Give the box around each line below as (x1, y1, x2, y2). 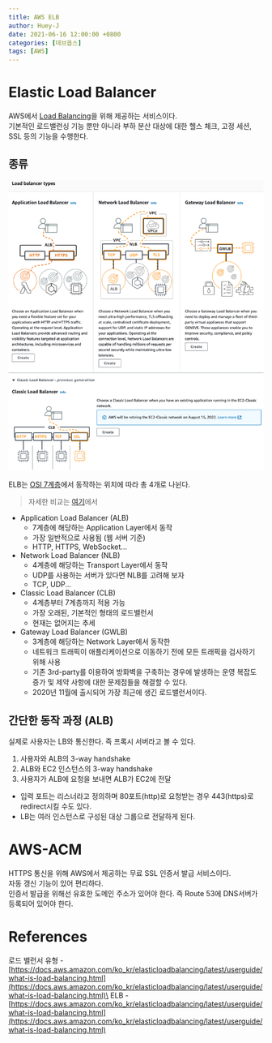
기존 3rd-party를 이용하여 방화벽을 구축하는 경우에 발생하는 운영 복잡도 (32, 667, 257, 677)
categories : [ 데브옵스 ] (8, 39, 83, 47)
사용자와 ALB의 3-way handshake (19, 754, 131, 764)
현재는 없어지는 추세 (32, 618, 96, 628)
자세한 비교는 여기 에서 (28, 497, 99, 507)
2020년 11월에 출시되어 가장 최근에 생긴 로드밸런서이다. (32, 688, 207, 697)
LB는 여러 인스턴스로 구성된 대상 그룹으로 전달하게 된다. (19, 812, 196, 822)
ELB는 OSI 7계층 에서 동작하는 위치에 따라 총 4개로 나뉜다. (8, 479, 191, 490)
